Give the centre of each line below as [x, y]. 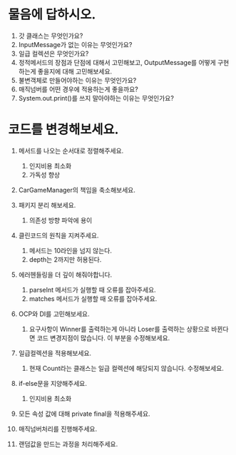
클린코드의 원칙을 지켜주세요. [58, 235]
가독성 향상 [44, 175]
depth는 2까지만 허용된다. [65, 259]
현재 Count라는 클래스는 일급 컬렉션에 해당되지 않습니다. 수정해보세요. [126, 368]
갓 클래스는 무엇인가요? [51, 36]
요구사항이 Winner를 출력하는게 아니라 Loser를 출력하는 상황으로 [119, 329]
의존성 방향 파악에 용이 [61, 220]
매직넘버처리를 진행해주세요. [58, 429]
